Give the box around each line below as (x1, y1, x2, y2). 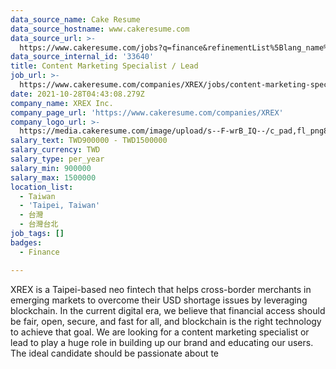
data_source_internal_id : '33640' (10, 52, 155, 62)
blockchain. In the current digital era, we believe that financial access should (10, 304, 326, 316)
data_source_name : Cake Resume (10, 14, 141, 25)
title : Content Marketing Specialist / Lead (10, 61, 199, 71)
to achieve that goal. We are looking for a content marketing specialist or (10, 326, 310, 338)
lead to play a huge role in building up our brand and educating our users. (10, 336, 314, 348)
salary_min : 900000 (10, 163, 92, 173)
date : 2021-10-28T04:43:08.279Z (10, 89, 145, 99)
